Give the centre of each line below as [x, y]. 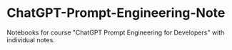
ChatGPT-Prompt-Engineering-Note [116, 13]
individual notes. [31, 39]
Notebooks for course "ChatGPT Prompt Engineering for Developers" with [116, 32]
